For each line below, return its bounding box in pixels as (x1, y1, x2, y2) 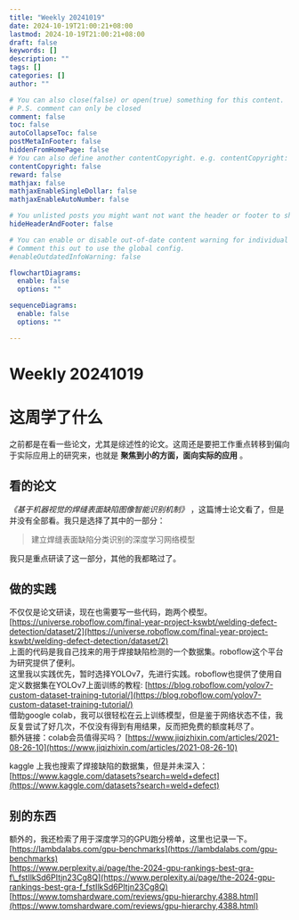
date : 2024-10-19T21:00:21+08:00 (9, 21, 133, 30)
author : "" (9, 79, 50, 88)
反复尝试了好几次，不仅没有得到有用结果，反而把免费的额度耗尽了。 (9, 721, 259, 732)
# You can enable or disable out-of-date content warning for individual (9, 236, 289, 245)
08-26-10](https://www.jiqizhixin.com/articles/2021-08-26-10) (9, 742, 238, 753)
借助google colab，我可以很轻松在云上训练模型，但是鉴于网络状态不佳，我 (9, 710, 283, 721)
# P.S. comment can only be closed (9, 104, 141, 112)
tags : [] (9, 63, 42, 72)
